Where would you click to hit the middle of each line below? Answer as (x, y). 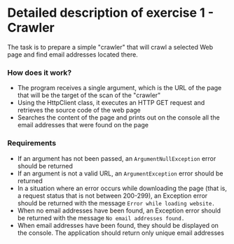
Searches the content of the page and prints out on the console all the (118, 117)
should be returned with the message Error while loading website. (116, 203)
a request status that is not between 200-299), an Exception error (112, 195)
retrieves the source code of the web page (79, 110)
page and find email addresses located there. (73, 55)
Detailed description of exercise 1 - (111, 13)
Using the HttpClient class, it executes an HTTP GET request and (111, 103)
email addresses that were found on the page (83, 125)
